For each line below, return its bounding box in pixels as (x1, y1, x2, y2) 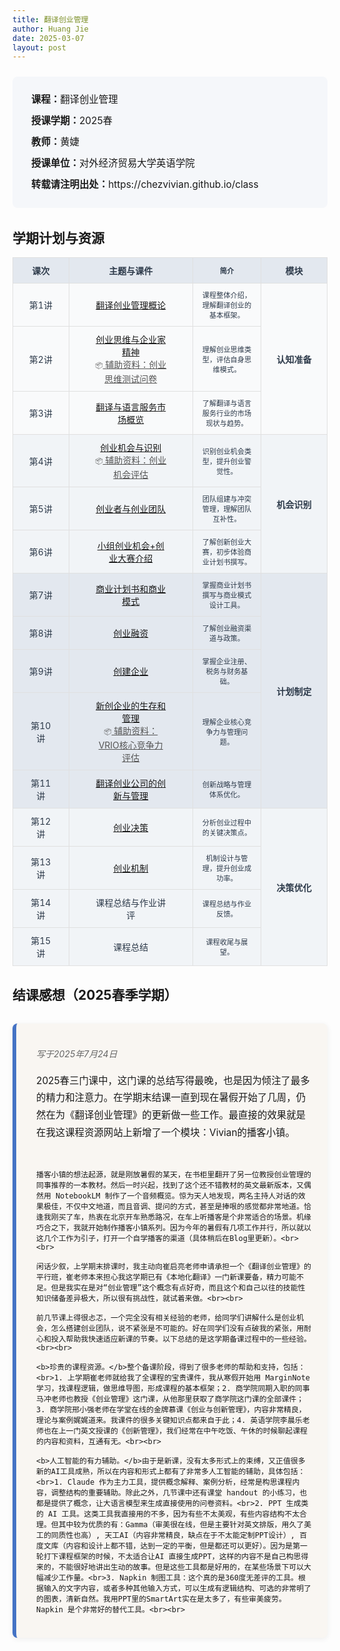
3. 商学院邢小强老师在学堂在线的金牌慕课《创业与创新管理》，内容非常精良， (36, 1404, 307, 1415)
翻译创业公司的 (95, 777, 158, 790)
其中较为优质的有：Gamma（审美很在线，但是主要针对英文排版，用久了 (58, 1519, 305, 1530)
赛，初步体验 (201, 547, 245, 558)
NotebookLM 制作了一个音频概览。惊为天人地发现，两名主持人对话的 (55, 1191, 299, 1201)
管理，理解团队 (201, 504, 252, 515)
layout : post (12, 42, 67, 53)
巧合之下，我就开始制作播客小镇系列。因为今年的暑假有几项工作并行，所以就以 (36, 1222, 312, 1233)
